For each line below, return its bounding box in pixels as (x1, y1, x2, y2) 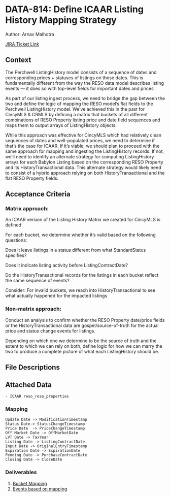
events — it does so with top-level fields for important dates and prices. (5, 85, 155, 91)
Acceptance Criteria (5, 190, 71, 198)
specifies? (5, 252, 27, 258)
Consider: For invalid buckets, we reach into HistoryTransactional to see (5, 287, 156, 293)
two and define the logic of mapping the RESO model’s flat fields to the (5, 101, 153, 107)
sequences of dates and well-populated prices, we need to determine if (5, 137, 155, 143)
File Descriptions (5, 363, 60, 372)
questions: (5, 237, 27, 243)
